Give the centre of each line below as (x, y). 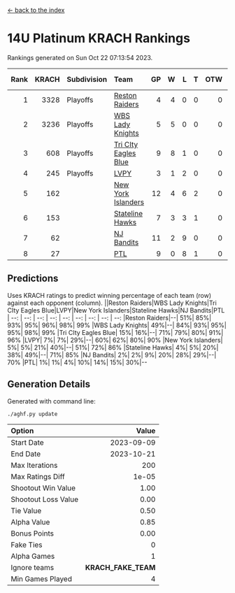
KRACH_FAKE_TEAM (120, 567)
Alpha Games (33, 556)
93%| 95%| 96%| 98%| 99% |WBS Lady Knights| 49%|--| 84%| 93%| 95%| (117, 325)
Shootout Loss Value (45, 499)
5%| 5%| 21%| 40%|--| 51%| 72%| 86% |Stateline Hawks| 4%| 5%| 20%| (113, 347)
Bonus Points (33, 533)
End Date (26, 454)
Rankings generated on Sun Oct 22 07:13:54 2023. (80, 57)
